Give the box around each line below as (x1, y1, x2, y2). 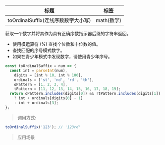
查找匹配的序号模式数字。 (12, 47, 65, 53)
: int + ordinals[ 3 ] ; (14, 100, 58, 105)
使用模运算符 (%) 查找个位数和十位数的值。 (12, 41, 101, 47)
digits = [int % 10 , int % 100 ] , (14, 72, 83, 77)
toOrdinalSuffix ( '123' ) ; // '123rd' (5, 124, 81, 130)
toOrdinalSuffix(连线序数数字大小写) (7, 17, 91, 24)
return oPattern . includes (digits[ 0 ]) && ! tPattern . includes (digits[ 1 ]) (9, 91, 161, 96)
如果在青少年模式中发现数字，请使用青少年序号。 (12, 54, 112, 59)
